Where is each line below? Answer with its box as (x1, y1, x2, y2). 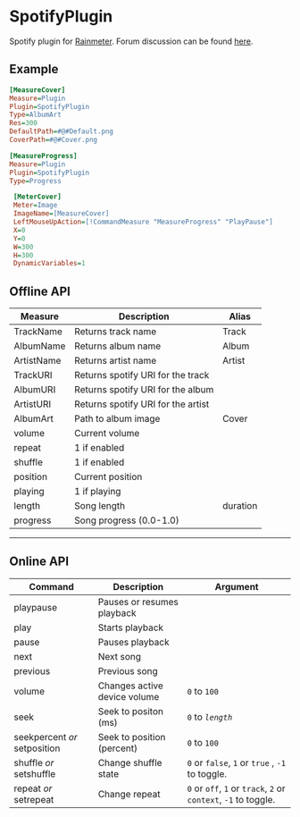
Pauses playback (97, 636, 170, 648)
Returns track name (74, 325, 157, 338)
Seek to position (97, 730, 166, 743)
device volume (97, 690, 160, 703)
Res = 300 (9, 119, 38, 128)
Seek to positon (97, 704, 163, 717)
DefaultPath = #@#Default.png (9, 127, 114, 136)
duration (221, 500, 258, 512)
